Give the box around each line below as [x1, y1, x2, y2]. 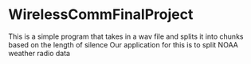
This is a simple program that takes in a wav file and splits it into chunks [8, 32, 244, 41]
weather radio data [8, 48, 70, 58]
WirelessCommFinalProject [8, 6, 194, 24]
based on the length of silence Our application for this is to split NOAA [8, 40, 239, 49]
